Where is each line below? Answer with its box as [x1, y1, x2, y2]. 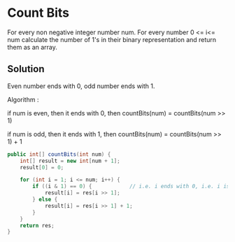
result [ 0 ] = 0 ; [20, 164, 64, 171]
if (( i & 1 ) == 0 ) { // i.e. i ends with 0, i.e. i [32, 183, 220, 190]
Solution [7, 63, 45, 75]
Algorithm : [7, 95, 39, 104]
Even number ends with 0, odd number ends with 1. [7, 82, 155, 90]
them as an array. [7, 43, 58, 51]
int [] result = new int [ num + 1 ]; [20, 157, 120, 164]
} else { [32, 196, 58, 203]
